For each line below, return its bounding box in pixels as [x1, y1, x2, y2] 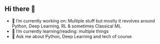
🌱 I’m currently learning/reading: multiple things [11, 28, 109, 34]
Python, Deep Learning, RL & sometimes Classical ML [11, 23, 121, 29]
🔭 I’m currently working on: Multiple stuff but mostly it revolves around [11, 18, 155, 23]
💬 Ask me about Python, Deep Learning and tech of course [11, 33, 132, 39]
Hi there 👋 [4, 5, 36, 13]
